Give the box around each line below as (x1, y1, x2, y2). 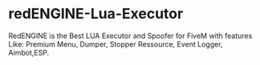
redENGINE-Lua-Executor (8, 5, 184, 23)
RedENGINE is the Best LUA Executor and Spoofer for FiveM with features (8, 31, 253, 40)
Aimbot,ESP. (8, 48, 50, 57)
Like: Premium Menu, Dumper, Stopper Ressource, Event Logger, (8, 39, 223, 48)
